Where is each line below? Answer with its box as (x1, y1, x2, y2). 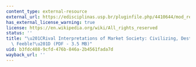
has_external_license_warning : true (6, 19, 95, 25)
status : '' (6, 30, 33, 36)
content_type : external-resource (6, 8, 87, 15)
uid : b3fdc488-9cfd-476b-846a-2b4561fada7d (6, 47, 114, 52)
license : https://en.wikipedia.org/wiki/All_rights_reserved (6, 24, 158, 31)
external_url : (6, 14, 41, 20)
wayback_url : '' (6, 52, 45, 58)
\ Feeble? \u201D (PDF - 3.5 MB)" (11, 41, 93, 47)
